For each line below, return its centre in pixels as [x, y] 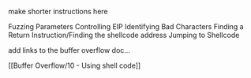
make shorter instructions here [58, 11]
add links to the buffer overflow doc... [69, 50]
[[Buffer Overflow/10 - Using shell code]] [75, 65]
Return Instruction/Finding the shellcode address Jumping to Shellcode [124, 35]
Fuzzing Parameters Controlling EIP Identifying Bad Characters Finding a [126, 26]
